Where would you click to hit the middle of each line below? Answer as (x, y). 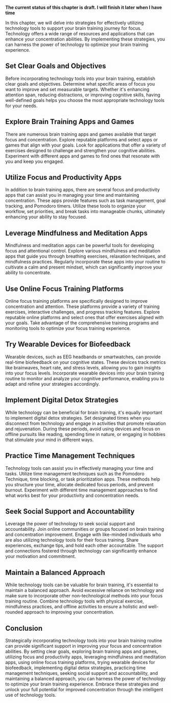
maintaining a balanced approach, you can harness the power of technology (86, 678)
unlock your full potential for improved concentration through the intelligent (84, 689)
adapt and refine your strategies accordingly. (53, 384)
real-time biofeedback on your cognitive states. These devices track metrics (86, 362)
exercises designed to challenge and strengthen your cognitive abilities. (81, 150)
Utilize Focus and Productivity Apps (64, 178)
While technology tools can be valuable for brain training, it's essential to (82, 585)
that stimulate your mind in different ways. (50, 440)
